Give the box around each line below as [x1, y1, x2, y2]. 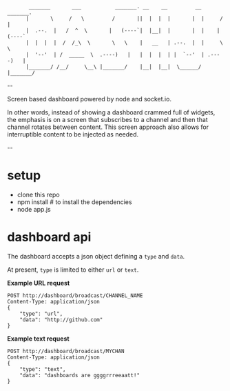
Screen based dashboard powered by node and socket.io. [7, 95, 172, 103]
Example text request [7, 334, 70, 343]
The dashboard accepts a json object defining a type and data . [7, 252, 185, 260]
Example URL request [7, 279, 70, 287]
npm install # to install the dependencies [17, 197, 132, 206]
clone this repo [17, 190, 60, 199]
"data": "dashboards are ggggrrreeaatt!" [19, 372, 140, 379]
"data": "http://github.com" [19, 316, 103, 323]
